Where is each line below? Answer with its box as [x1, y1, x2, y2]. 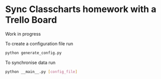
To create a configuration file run [5, 40, 73, 46]
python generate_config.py [5, 50, 62, 55]
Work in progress [5, 31, 41, 37]
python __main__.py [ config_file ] [5, 69, 78, 74]
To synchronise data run [5, 59, 56, 65]
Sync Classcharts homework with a [5, 4, 156, 15]
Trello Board [5, 14, 57, 26]
